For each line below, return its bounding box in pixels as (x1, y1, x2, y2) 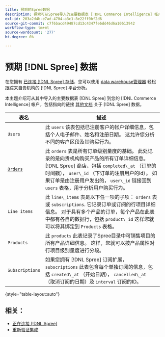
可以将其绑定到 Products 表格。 (45, 223, 117, 230)
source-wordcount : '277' (5, 30, 56, 35)
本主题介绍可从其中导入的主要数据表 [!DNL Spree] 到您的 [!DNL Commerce (5, 95, 156, 101)
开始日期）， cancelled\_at (85, 271, 146, 278)
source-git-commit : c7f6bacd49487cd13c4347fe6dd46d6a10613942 (5, 21, 135, 26)
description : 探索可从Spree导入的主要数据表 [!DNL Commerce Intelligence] (5, 12, 153, 17)
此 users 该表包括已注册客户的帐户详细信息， (45, 124, 149, 130)
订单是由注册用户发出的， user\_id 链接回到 (50, 177, 152, 184)
